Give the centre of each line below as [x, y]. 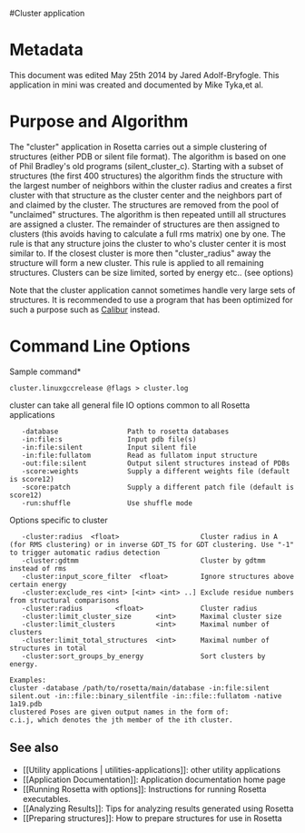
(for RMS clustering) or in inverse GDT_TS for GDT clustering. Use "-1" [152, 544]
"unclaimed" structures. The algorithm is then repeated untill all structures [148, 214]
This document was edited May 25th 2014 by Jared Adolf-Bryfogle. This [144, 75]
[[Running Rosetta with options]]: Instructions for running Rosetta [144, 789]
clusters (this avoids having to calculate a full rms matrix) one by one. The [148, 234]
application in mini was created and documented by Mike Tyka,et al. [137, 85]
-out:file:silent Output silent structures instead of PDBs [156, 463]
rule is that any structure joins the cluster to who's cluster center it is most [148, 243]
